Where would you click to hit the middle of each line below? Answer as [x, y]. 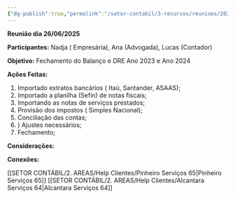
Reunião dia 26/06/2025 [44, 34]
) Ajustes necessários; [49, 125]
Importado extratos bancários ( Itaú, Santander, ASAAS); [99, 87]
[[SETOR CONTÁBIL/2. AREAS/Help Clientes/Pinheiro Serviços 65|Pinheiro [114, 172]
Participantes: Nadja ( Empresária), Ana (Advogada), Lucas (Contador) [110, 47]
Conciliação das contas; [52, 117]
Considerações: [31, 146]
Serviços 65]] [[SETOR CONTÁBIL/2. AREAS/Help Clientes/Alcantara [106, 180]
